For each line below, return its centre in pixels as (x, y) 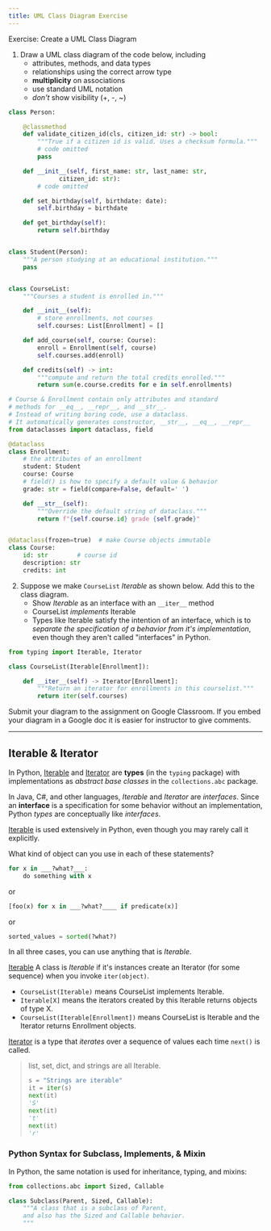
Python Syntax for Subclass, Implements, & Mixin (107, 1154)
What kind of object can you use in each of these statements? (111, 853)
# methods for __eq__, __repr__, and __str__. (88, 407)
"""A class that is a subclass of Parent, (95, 1208)
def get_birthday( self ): (65, 223)
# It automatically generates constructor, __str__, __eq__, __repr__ (129, 422)
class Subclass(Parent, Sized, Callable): (81, 1201)
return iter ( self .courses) (83, 696)
